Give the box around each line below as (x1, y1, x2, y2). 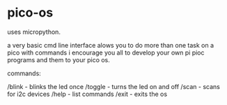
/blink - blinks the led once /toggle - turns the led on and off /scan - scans (7, 82, 221, 90)
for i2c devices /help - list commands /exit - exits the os (7, 90, 168, 98)
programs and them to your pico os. (7, 55, 110, 64)
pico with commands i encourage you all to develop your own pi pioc (7, 48, 205, 57)
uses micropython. (7, 28, 61, 36)
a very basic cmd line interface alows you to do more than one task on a (7, 41, 214, 49)
